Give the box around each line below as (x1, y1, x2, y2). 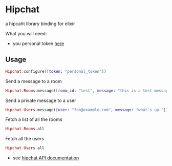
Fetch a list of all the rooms (5, 116, 62, 122)
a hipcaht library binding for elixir (5, 20, 75, 27)
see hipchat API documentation (12, 155, 79, 161)
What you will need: (5, 30, 47, 36)
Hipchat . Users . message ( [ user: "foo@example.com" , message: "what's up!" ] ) (5, 107, 168, 112)
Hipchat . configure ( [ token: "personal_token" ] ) (5, 69, 106, 74)
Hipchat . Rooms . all (5, 127, 45, 132)
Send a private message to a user (5, 97, 76, 103)
